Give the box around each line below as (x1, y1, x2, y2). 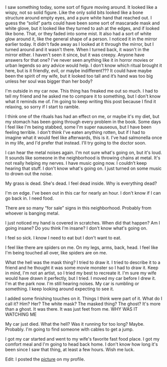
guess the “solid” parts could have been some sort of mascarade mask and (5, 20, 160, 26)
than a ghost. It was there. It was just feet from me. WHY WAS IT (5, 306, 138, 312)
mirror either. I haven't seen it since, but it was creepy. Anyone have (5, 52, 145, 58)
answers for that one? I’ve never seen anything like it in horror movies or (5, 57, 154, 63)
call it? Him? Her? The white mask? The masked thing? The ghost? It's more (5, 301, 161, 307)
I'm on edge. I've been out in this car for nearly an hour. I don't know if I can (5, 190, 161, 196)
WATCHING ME (5, 311, 37, 317)
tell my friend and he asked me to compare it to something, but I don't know (5, 93, 161, 99)
